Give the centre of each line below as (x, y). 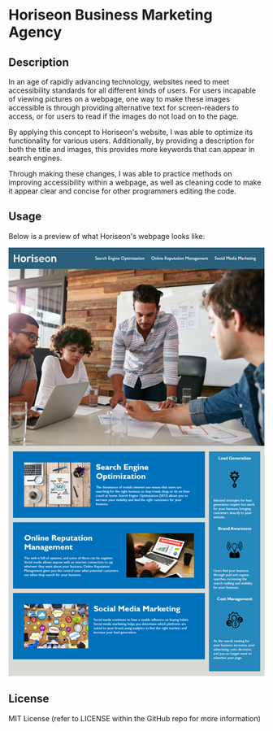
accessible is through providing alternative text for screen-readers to (124, 108)
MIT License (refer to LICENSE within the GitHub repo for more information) (135, 718)
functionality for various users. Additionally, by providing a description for (131, 141)
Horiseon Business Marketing (110, 15)
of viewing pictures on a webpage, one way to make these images (119, 99)
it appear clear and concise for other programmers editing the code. (123, 191)
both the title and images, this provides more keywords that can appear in (132, 149)
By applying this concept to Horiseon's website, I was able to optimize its (131, 132)
